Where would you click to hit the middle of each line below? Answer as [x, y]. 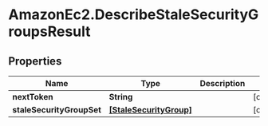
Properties [35, 61]
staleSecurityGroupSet [57, 110]
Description [223, 83]
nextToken [33, 97]
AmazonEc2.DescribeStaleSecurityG [134, 15]
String [121, 97]
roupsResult [49, 31]
